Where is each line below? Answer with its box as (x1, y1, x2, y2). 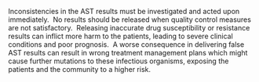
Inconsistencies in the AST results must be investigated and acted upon (8, 7, 240, 16)
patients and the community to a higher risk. (8, 65, 151, 73)
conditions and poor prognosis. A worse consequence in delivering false (8, 40, 245, 49)
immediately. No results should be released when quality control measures (8, 15, 251, 24)
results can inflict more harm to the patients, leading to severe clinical (8, 31, 233, 41)
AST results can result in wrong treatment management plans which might (8, 48, 248, 57)
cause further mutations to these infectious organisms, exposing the (8, 56, 229, 66)
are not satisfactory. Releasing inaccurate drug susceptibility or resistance (8, 23, 250, 32)
